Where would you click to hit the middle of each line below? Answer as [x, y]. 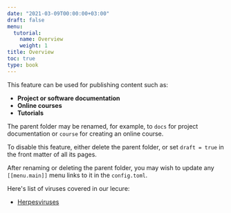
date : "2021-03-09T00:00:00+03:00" [58, 13]
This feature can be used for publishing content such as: [87, 84]
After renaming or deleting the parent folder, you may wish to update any [111, 167]
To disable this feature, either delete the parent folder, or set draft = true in [116, 147]
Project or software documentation [68, 98]
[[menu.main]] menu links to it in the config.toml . [77, 175]
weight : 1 [34, 46]
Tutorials [30, 113]
